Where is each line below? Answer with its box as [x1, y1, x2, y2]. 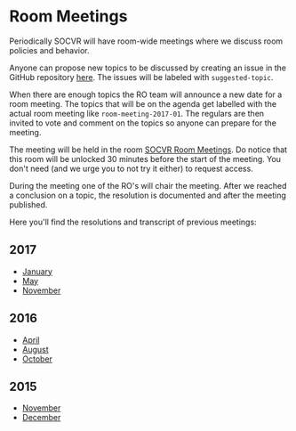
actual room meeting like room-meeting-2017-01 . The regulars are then [9, 108, 265, 118]
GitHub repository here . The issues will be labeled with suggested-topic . [9, 71, 274, 82]
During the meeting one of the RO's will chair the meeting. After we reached [9, 180, 287, 191]
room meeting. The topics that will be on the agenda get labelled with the [9, 98, 277, 109]
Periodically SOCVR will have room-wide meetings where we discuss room [9, 36, 284, 46]
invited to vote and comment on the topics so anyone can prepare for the [9, 118, 277, 128]
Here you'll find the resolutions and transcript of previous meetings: [9, 216, 257, 227]
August [21, 344, 49, 354]
